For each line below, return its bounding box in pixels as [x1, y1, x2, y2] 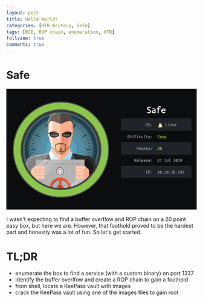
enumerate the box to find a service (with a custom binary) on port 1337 [14, 269, 195, 277]
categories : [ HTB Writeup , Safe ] [6, 22, 91, 28]
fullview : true [6, 35, 45, 42]
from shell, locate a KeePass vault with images [14, 283, 131, 290]
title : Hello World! [6, 16, 59, 22]
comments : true [6, 42, 45, 48]
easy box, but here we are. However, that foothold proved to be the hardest [6, 222, 193, 230]
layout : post [6, 10, 39, 16]
